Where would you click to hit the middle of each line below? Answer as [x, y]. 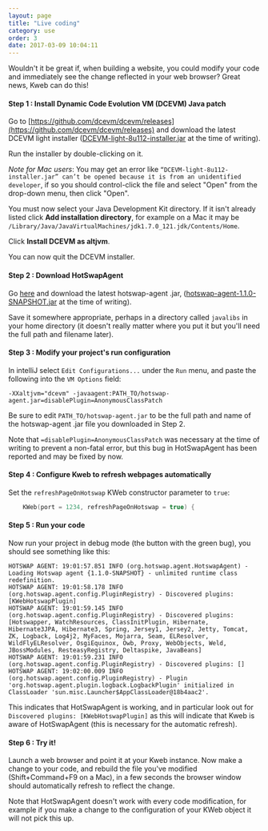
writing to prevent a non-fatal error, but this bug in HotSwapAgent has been [133, 448]
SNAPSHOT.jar [33, 302]
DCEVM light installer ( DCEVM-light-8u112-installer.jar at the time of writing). [134, 138]
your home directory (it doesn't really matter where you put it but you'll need [134, 326]
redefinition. [32, 580]
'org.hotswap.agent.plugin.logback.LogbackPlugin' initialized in [121, 685]
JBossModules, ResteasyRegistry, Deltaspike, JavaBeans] [105, 650]
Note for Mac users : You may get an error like [84, 170]
